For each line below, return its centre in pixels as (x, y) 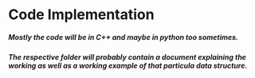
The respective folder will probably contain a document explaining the (127, 57)
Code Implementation (81, 15)
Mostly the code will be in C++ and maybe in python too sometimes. (124, 37)
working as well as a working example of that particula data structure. (128, 66)
